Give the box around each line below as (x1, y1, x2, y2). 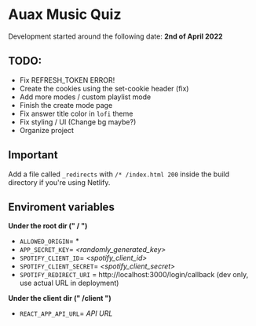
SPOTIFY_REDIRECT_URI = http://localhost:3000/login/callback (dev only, (19, 270, 249, 280)
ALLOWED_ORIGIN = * (19, 236, 80, 246)
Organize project (19, 125, 75, 135)
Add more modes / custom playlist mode (19, 92, 152, 102)
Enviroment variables (8, 200, 115, 213)
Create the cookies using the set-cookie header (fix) (19, 83, 189, 93)
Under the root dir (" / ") (8, 221, 88, 231)
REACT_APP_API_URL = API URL (19, 309, 113, 318)
